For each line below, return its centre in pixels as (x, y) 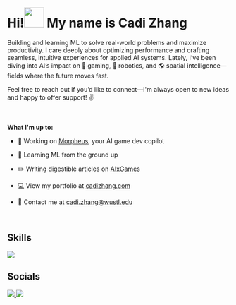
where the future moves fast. (67, 76)
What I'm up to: (30, 127)
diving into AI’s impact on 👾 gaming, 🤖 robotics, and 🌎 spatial (96, 65)
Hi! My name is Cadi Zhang (98, 23)
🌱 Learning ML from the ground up (68, 155)
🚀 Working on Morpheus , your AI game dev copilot (91, 140)
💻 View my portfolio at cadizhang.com (74, 185)
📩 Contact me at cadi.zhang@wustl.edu (75, 202)
